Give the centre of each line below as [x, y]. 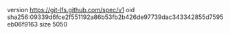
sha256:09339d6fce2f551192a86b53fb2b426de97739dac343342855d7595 [115, 17]
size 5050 [53, 24]
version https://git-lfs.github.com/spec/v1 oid [71, 10]
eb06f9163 [23, 24]
